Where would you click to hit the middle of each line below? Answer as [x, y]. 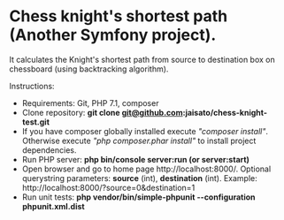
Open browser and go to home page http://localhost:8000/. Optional [146, 169]
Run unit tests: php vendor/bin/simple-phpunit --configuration [138, 197]
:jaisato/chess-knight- [225, 112]
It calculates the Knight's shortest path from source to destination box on [142, 59]
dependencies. [49, 150]
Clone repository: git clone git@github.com [102, 112]
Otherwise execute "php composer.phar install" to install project [139, 140]
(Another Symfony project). [113, 35]
